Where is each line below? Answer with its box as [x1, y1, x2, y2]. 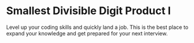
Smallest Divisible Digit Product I [6, 4, 171, 18]
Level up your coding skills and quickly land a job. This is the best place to [6, 24, 189, 31]
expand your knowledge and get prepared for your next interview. [6, 29, 168, 37]
